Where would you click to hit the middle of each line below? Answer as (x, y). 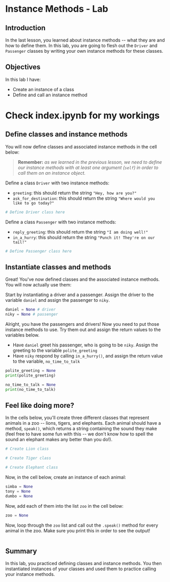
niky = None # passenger (32, 315)
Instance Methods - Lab (57, 9)
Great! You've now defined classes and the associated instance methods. (82, 279)
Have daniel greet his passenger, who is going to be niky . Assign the (85, 345)
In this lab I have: (23, 79)
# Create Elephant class (32, 467)
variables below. (22, 335)
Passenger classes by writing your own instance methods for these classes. (84, 51)
